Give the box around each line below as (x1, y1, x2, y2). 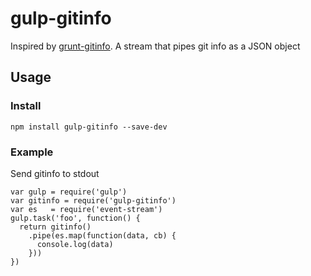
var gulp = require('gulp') (10, 187, 128, 197)
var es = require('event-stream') (10, 204, 163, 214)
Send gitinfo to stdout (10, 167, 100, 179)
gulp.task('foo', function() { (10, 213, 141, 223)
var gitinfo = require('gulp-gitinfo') (10, 195, 177, 206)
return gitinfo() (19, 222, 92, 232)
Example (10, 145, 54, 159)
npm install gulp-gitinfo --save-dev (10, 122, 168, 132)
